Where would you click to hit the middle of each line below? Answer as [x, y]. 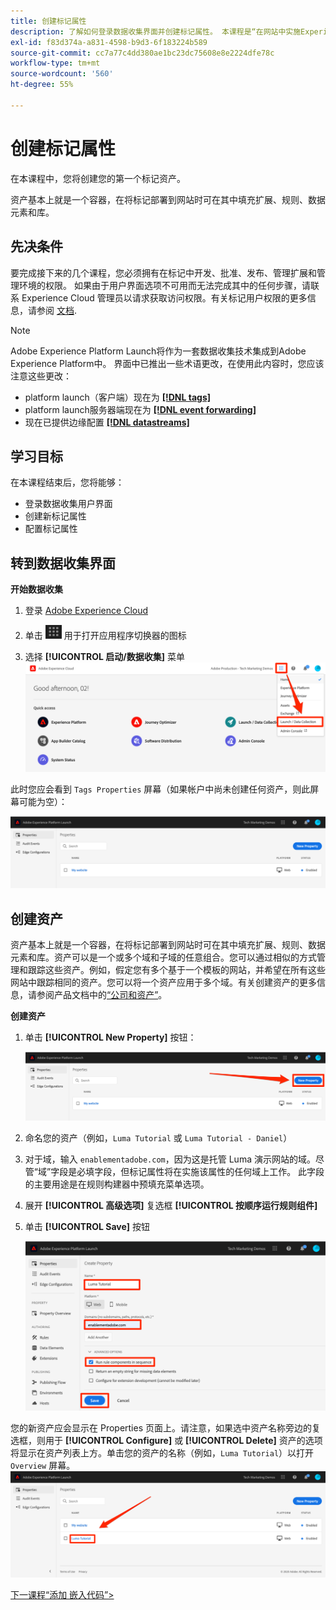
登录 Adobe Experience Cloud [86, 611]
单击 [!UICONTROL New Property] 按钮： [110, 1037]
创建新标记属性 [55, 516]
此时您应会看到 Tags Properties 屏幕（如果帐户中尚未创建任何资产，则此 [160, 789]
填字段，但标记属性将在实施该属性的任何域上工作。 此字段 [205, 1172]
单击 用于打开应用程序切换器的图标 [105, 636]
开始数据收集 [36, 589]
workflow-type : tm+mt [55, 63]
